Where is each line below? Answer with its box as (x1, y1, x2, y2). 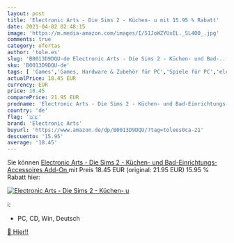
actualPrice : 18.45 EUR (7, 74, 77, 82)
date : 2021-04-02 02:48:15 (7, 23, 86, 30)
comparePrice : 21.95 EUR (7, 94, 79, 101)
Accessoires (7, 166, 43, 174)
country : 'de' (7, 107, 49, 114)
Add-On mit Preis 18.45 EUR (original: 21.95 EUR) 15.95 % (44, 166, 210, 174)
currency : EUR (7, 81, 49, 88)
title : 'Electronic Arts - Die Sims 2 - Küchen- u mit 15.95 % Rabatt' (7, 17, 219, 24)
